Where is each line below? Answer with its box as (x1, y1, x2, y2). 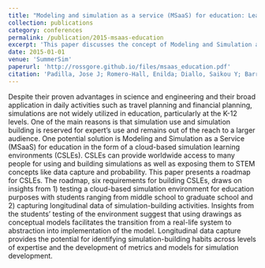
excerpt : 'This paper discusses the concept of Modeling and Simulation (8, 41, 252, 49)
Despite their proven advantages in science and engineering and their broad (8, 91, 256, 101)
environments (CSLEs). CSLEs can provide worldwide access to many (8, 151, 235, 160)
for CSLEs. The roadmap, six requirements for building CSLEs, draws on (8, 175, 242, 185)
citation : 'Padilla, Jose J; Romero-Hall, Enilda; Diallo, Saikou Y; (8, 70, 242, 78)
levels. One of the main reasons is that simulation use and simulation (8, 117, 231, 126)
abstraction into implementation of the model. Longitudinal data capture (8, 225, 241, 235)
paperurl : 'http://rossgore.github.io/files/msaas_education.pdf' (8, 63, 231, 71)
